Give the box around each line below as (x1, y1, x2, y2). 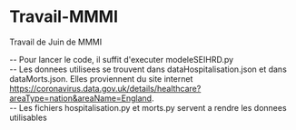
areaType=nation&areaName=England (9, 93, 153, 104)
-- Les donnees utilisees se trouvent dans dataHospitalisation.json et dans (9, 64, 288, 75)
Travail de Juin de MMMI (9, 36, 103, 47)
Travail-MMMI (9, 6, 119, 27)
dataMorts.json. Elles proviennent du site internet (9, 73, 193, 84)
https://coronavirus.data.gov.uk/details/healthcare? (9, 83, 202, 94)
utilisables (9, 112, 47, 123)
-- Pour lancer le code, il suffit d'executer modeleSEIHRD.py (9, 54, 234, 65)
